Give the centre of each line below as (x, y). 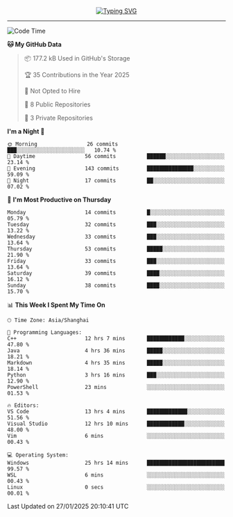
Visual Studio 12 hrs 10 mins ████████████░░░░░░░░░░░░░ (116, 424)
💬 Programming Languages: (44, 333)
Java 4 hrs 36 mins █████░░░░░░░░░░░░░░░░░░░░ (116, 351)
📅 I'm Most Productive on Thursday (59, 200)
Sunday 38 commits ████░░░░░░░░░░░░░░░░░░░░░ (116, 285)
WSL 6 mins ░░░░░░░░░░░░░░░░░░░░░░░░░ (116, 475)
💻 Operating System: (38, 455)
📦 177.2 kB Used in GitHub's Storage (77, 58)
